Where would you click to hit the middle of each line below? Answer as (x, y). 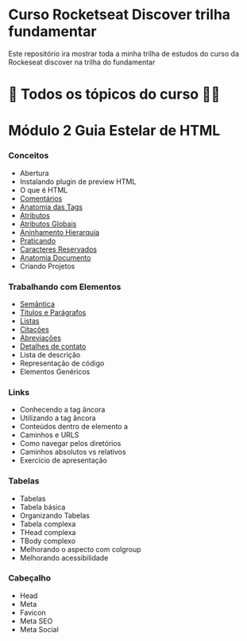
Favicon (33, 612)
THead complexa (48, 532)
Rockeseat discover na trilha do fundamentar (82, 62)
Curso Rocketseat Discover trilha (120, 15)
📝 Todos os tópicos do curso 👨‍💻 (114, 94)
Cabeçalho (30, 578)
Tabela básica (42, 506)
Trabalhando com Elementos (65, 287)
